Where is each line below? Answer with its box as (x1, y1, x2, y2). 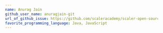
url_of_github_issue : (5, 16, 49, 21)
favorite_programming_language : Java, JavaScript (5, 20, 108, 26)
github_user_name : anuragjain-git (5, 12, 75, 16)
